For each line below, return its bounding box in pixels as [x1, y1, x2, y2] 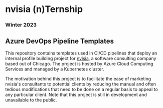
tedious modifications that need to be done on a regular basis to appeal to [5, 86, 158, 92]
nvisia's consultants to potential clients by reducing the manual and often [5, 81, 156, 87]
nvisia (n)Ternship [5, 3, 83, 15]
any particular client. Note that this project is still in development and [5, 91, 147, 97]
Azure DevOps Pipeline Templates [5, 36, 114, 45]
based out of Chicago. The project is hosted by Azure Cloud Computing [5, 60, 153, 66]
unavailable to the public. [5, 96, 57, 103]
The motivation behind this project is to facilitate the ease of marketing [5, 75, 151, 81]
